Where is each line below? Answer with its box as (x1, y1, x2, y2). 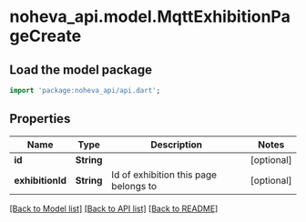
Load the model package (9, 62, 153, 77)
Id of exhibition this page (111, 168, 217, 181)
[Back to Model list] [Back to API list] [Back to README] (9, 203, 219, 214)
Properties (9, 111, 71, 126)
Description (149, 138, 203, 151)
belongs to (111, 179, 158, 192)
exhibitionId (14, 174, 66, 187)
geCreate (9, 25, 82, 46)
